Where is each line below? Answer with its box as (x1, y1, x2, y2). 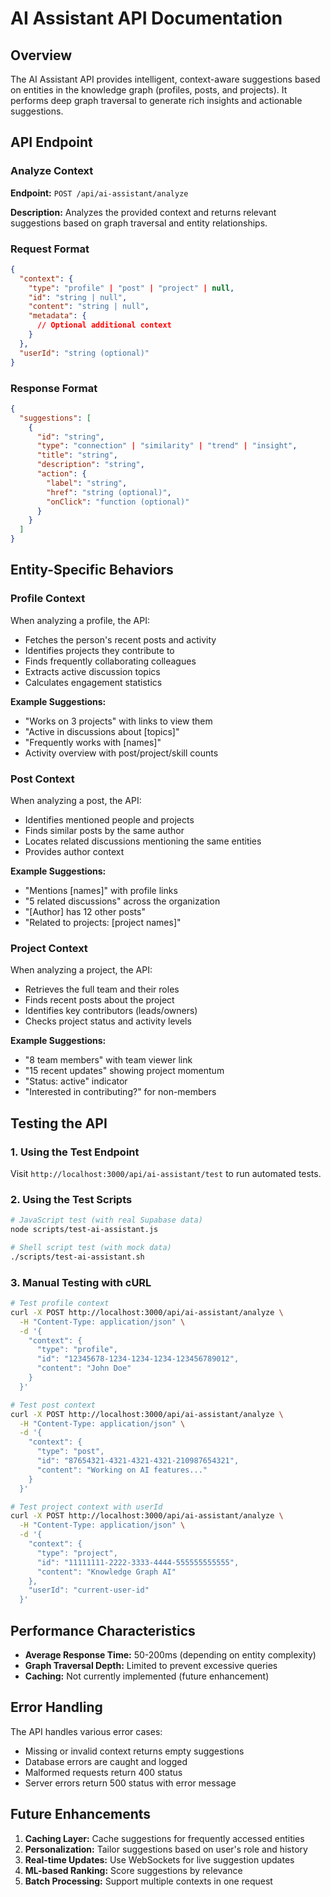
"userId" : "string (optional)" (19, 348, 150, 358)
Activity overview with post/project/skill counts (24, 747, 219, 759)
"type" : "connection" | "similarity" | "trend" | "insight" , (36, 441, 298, 451)
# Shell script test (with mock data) (10, 1243, 172, 1253)
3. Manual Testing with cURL (10, 1275, 152, 1289)
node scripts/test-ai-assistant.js (10, 1225, 159, 1235)
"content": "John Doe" (36, 1363, 132, 1374)
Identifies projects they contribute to (24, 644, 175, 656)
